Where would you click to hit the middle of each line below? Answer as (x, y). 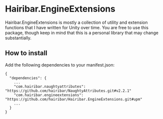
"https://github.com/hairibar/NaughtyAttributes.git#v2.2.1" (68, 91)
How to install (26, 53)
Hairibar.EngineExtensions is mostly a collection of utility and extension (76, 22)
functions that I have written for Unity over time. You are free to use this (77, 27)
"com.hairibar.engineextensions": (49, 95)
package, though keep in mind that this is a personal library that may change (82, 33)
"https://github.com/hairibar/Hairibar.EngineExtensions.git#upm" (74, 99)
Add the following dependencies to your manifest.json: (60, 65)
